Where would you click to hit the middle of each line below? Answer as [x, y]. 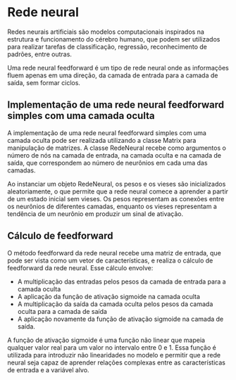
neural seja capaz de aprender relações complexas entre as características [116, 362]
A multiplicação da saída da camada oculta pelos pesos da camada [115, 304]
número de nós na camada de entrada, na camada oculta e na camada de [114, 155]
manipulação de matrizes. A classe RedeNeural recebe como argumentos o [117, 148]
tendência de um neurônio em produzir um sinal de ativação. [95, 214]
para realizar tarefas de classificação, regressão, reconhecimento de [107, 46]
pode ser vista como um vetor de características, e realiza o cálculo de [110, 260]
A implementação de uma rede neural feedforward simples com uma [107, 133]
